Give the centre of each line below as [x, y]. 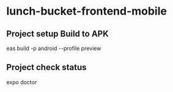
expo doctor [22, 82]
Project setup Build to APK [57, 34]
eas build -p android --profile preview [54, 48]
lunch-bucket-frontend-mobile [86, 11]
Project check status [46, 67]
